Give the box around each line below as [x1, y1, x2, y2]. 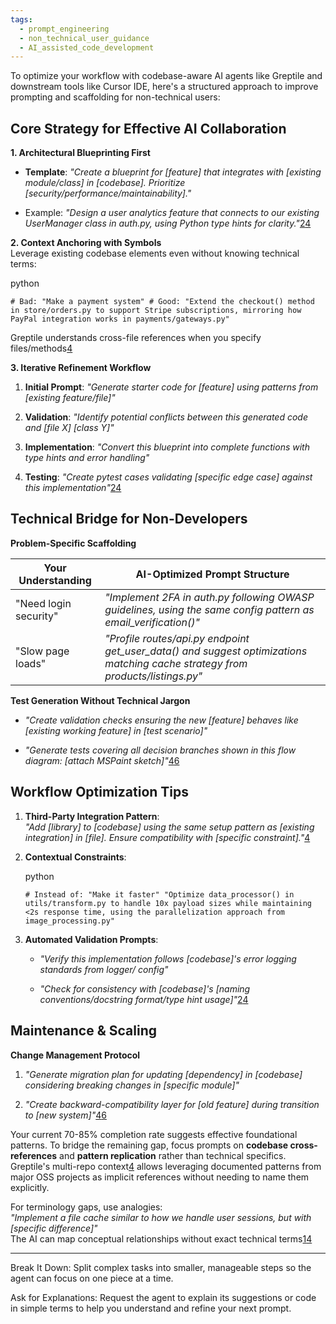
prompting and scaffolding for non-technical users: [10, 91, 221, 103]
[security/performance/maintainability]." [24, 187, 192, 200]
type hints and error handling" [24, 452, 150, 464]
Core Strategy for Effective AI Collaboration [10, 120, 287, 137]
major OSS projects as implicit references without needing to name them [10, 1171, 310, 1183]
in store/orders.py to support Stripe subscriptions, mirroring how [10, 306, 302, 316]
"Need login [15, 596, 72, 610]
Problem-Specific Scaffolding [10, 537, 137, 549]
